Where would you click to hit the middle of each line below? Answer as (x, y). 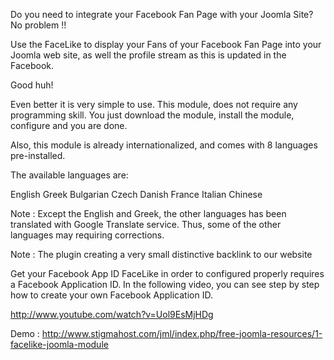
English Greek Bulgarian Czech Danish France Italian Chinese (136, 194)
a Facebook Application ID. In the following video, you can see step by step (165, 284)
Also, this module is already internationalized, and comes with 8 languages (164, 145)
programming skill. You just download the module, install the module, (152, 115)
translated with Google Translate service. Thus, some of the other (146, 224)
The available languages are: (69, 175)
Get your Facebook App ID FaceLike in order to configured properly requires (167, 273)
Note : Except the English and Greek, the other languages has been (148, 213)
